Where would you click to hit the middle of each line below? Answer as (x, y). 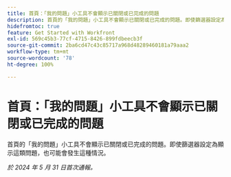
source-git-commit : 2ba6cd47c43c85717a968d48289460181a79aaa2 (98, 45)
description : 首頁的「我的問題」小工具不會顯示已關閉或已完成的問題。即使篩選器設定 (114, 20)
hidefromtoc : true (33, 26)
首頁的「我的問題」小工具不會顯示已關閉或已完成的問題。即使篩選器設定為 (112, 144)
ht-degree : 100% (30, 64)
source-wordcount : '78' (41, 58)
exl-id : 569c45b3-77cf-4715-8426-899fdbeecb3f (75, 39)
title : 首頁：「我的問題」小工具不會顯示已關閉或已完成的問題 (83, 13)
